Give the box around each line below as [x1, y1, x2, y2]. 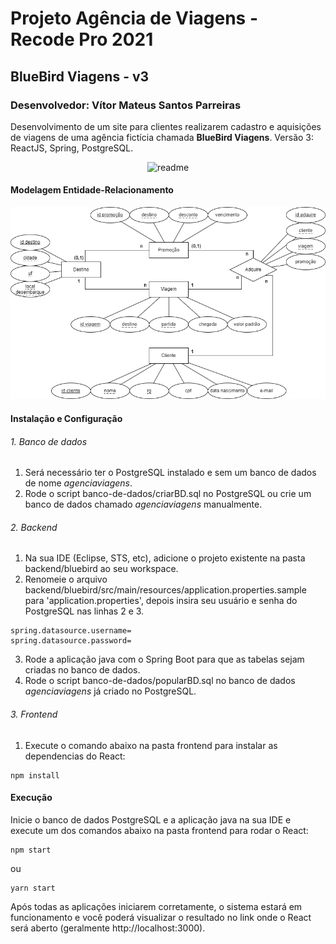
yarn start [10, 883, 56, 893]
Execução [10, 792, 53, 804]
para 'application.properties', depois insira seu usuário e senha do [24, 595, 298, 607]
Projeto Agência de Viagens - [10, 7, 259, 30]
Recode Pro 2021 [10, 28, 154, 51]
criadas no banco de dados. [24, 664, 141, 676]
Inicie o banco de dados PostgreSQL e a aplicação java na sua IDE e [10, 813, 292, 826]
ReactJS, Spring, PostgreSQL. [10, 142, 134, 154]
